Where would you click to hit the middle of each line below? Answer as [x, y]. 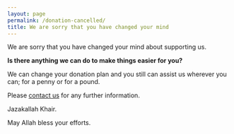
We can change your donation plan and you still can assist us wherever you [117, 74]
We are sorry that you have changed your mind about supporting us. [107, 47]
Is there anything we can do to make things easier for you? [95, 61]
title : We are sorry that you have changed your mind [88, 27]
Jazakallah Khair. [32, 109]
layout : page [27, 14]
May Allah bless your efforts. [49, 123]
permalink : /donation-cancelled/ [57, 20]
